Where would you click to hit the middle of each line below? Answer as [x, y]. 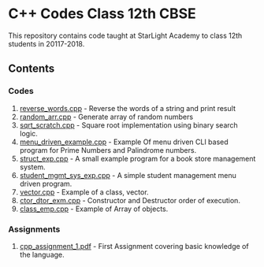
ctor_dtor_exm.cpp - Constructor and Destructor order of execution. [130, 200]
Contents [32, 69]
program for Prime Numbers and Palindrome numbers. [108, 150]
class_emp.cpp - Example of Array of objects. [94, 209]
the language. [42, 254]
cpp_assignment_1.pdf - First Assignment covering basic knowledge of [134, 246]
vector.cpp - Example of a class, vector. [84, 192]
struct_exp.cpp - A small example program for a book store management [138, 158]
